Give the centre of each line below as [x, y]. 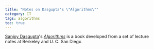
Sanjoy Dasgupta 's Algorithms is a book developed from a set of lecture [77, 37]
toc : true [15, 23]
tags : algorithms [23, 18]
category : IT [18, 14]
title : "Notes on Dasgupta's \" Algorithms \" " [52, 9]
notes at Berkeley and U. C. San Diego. [44, 42]
